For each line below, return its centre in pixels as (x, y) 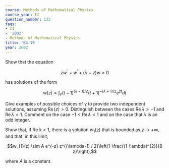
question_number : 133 (28, 19)
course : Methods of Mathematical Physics (49, 10)
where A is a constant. (29, 161)
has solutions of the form (31, 82)
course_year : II (22, 15)
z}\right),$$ (85, 151)
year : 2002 (17, 47)
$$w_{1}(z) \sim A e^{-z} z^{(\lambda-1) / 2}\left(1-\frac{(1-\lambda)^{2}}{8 (85, 146)
